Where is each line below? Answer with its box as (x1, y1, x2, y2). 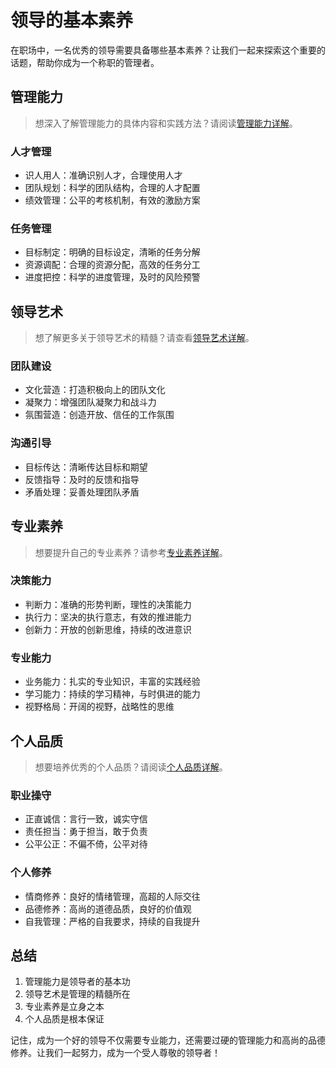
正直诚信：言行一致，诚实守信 (24, 813, 148, 825)
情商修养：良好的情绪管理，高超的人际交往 (24, 890, 201, 902)
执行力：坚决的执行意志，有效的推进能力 (24, 611, 192, 623)
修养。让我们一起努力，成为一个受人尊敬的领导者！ (10, 1047, 221, 1059)
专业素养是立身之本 (24, 1001, 105, 1013)
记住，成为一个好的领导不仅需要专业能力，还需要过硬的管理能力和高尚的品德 (10, 1034, 326, 1046)
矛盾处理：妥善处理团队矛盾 (24, 486, 140, 498)
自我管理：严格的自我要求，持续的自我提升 (24, 915, 201, 927)
